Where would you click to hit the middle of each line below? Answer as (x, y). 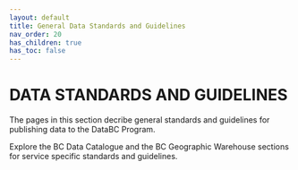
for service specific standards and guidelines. (94, 157)
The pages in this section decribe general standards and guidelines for (140, 120)
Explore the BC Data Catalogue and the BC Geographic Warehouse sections (149, 147)
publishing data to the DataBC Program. (82, 130)
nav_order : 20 (36, 34)
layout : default (39, 17)
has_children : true (46, 42)
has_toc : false (38, 51)
